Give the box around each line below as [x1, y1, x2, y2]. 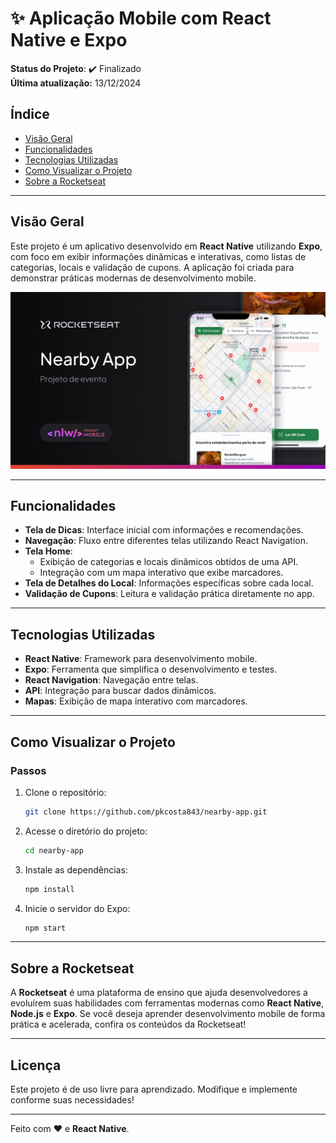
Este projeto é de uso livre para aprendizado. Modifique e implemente [10, 1083, 298, 1095]
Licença [10, 1057, 62, 1074]
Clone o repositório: [24, 786, 107, 798]
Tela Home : [24, 545, 73, 557]
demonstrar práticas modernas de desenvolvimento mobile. [10, 272, 257, 284]
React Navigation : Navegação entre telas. [24, 674, 199, 686]
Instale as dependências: [24, 863, 128, 876]
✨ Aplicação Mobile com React [10, 7, 272, 30]
